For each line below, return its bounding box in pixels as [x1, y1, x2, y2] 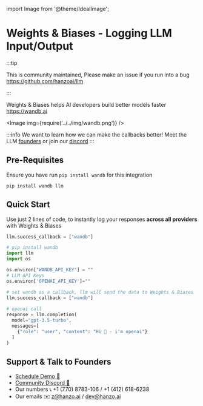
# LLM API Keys [6, 272, 45, 279]
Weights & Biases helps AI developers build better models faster [6, 101, 167, 108]
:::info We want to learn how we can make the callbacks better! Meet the [6, 130, 187, 138]
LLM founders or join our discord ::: [6, 137, 95, 144]
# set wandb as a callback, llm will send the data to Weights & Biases [6, 289, 194, 295]
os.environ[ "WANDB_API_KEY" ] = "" [6, 267, 94, 273]
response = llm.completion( [6, 312, 78, 318]
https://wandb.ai [6, 107, 47, 115]
